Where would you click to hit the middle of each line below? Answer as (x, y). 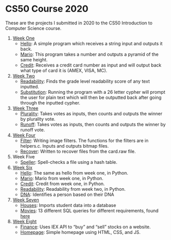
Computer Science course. (33, 28)
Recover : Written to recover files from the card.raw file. (78, 151)
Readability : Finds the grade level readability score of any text (85, 81)
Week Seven (26, 200)
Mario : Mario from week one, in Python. (62, 178)
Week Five (24, 157)
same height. (34, 59)
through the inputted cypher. (50, 102)
